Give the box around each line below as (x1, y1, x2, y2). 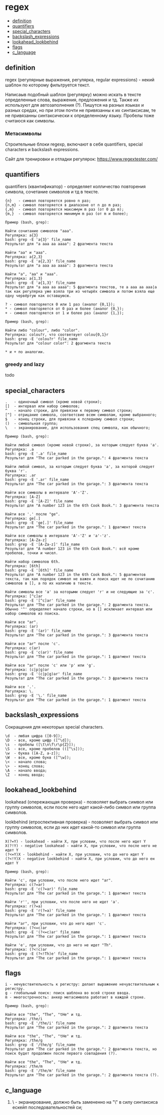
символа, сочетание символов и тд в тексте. (5, 189, 99, 194)
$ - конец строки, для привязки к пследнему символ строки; (5, 417, 135, 422)
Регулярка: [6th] (5, 563, 41, 569)
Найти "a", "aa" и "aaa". (5, 271, 58, 276)
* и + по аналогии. (5, 349, 45, 354)
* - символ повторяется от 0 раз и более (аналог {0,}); (5, 306, 124, 311)
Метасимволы (5, 130, 42, 137)
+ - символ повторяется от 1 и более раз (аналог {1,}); (5, 310, 124, 315)
